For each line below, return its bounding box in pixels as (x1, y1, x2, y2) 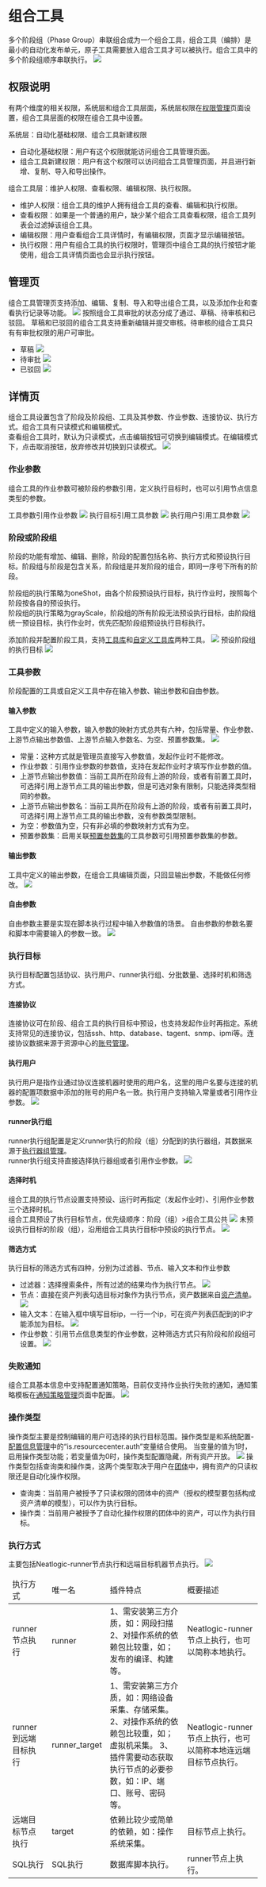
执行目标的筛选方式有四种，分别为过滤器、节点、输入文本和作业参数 (8, 1263, 230, 1273)
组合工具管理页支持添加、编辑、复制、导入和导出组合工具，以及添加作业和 (8, 298, 251, 307)
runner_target (51, 1739, 103, 1750)
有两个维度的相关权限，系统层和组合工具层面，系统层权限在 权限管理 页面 (8, 102, 244, 112)
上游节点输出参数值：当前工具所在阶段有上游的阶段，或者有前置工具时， (19, 772, 256, 781)
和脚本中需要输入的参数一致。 (8, 928, 105, 938)
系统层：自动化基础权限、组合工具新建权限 (8, 129, 147, 139)
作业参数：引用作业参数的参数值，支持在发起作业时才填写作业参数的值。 (19, 761, 256, 771)
